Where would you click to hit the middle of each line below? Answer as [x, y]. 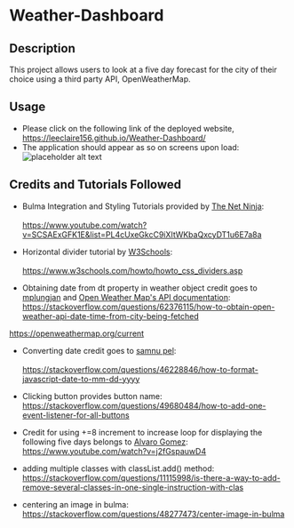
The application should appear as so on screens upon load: [131, 147]
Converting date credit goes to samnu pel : [99, 350]
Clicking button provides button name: [92, 396]
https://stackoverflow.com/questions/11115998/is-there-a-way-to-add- [151, 477]
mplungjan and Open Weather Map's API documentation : [126, 297]
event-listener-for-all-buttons [76, 415]
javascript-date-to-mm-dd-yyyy [81, 379]
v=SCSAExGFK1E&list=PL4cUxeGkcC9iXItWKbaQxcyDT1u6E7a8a [142, 234]
